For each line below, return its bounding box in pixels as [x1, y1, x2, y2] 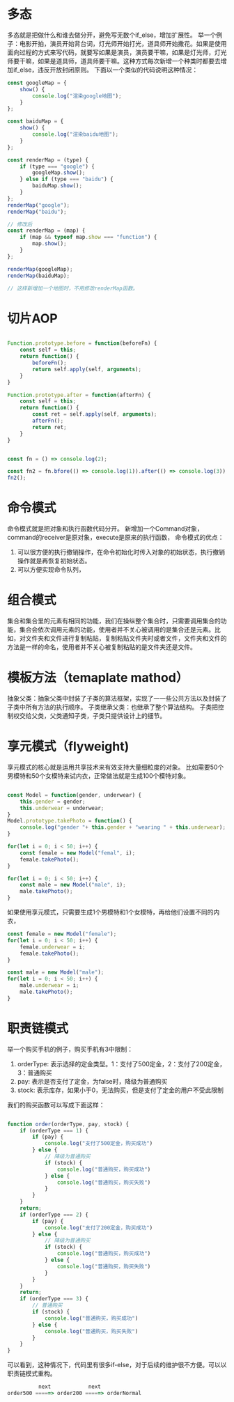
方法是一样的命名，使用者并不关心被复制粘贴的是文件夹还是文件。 [7, 643, 196, 651]
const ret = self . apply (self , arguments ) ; [32, 411, 157, 418]
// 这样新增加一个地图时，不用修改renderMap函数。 [7, 285, 138, 292]
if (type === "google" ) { [19, 163, 95, 170]
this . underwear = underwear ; [19, 804, 104, 811]
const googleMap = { [7, 79, 68, 86]
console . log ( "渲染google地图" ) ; [32, 92, 122, 100]
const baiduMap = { [7, 118, 64, 125]
